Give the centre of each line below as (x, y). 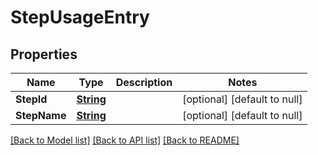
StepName (41, 115)
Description (144, 82)
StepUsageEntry (80, 17)
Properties (44, 54)
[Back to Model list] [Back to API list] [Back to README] (125, 140)
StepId (31, 99)
